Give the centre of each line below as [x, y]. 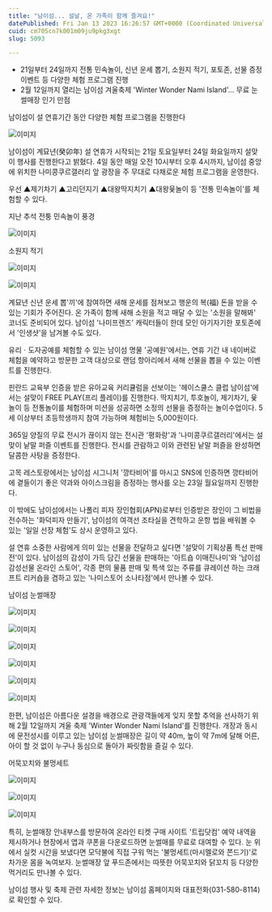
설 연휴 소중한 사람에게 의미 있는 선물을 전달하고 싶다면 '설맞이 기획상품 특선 [128, 548]
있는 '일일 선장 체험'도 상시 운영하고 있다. [73, 531]
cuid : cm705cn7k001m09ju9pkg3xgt [65, 31]
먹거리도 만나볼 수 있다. [45, 872]
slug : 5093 [27, 38]
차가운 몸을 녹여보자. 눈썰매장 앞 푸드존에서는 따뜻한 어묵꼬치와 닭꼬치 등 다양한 [134, 863]
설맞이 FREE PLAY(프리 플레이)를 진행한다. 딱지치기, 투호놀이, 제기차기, [136, 398]
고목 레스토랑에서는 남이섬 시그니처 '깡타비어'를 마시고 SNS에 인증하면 [119, 473]
